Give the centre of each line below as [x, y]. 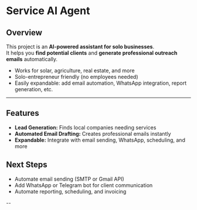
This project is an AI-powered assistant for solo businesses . [80, 46]
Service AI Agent [48, 11]
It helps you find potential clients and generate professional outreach [92, 53]
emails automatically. [32, 59]
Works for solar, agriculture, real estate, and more [74, 71]
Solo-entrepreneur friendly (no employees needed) [77, 77]
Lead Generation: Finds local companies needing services [85, 127]
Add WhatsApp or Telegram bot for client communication [84, 185]
